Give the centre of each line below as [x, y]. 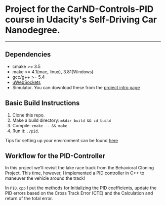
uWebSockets [26, 82]
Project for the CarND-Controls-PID [79, 9]
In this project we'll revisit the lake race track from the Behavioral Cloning [80, 168]
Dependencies [28, 55]
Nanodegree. [33, 30]
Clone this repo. [28, 115]
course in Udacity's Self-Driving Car [81, 20]
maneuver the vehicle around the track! [45, 178]
